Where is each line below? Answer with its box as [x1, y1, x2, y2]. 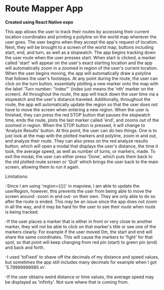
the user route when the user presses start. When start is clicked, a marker [5, 54, 156, 60]
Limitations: [5, 173, 28, 179]
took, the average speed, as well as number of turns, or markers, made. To [5, 148, 156, 154]
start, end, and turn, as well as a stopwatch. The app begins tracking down [5, 49, 156, 55]
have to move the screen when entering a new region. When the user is [5, 106, 149, 113]
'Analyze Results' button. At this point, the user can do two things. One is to [5, 127, 157, 133]
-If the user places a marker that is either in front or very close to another [5, 218, 153, 224]
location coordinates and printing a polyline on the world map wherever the [5, 34, 157, 40]
